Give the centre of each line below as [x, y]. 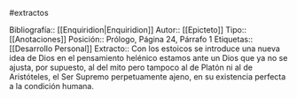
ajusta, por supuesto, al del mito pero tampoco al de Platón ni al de [131, 67]
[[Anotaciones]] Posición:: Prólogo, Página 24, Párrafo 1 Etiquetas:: [131, 39]
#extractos [29, 13]
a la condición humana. [52, 86]
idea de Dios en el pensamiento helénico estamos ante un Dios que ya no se [148, 58]
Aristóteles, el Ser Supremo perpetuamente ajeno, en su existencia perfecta [148, 77]
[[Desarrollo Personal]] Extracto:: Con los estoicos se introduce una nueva [145, 49]
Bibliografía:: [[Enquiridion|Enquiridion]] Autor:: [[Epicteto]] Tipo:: [128, 30]
